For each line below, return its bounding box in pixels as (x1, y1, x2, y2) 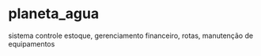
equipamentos (8, 39, 55, 48)
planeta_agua (8, 5, 100, 23)
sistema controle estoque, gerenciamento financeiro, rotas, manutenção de (8, 31, 254, 40)
